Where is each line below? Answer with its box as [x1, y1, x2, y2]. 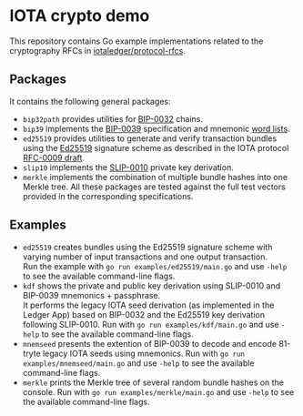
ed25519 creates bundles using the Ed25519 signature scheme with [22, 241, 273, 252]
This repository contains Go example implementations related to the [9, 36, 264, 46]
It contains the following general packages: [9, 96, 171, 107]
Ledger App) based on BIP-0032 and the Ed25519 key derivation [22, 309, 266, 320]
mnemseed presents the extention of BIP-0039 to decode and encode [22, 338, 278, 349]
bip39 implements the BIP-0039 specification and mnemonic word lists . [22, 123, 290, 134]
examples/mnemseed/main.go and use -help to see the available [22, 357, 255, 369]
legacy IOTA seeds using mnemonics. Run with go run [42, 348, 246, 359]
